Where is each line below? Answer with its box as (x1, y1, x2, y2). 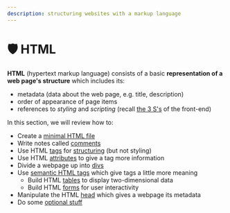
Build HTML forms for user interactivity (27, 183, 139, 191)
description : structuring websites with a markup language (7, 10, 182, 17)
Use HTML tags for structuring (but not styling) (17, 146, 152, 155)
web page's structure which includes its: (7, 76, 125, 85)
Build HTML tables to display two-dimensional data (27, 176, 173, 184)
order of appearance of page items (17, 97, 118, 105)
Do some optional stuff (17, 198, 83, 206)
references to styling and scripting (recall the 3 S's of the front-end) (17, 105, 211, 113)
